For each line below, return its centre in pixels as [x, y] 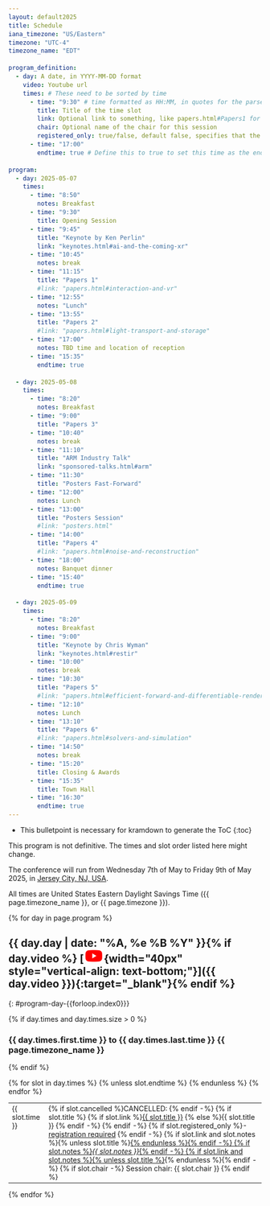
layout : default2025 [43, 17]
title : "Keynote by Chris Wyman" [93, 645]
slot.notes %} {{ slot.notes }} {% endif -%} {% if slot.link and [145, 1151]
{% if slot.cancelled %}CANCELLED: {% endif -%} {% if [139, 1108]
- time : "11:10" [57, 450]
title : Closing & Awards [79, 772]
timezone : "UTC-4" [39, 43]
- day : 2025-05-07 [47, 178]
